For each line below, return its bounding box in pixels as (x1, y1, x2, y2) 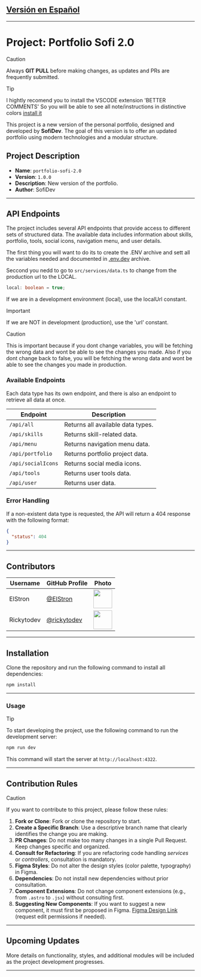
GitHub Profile (46, 579, 88, 588)
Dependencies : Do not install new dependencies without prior (14, 875, 169, 882)
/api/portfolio (9, 450, 53, 457)
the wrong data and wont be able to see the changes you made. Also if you (6, 348, 191, 355)
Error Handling (6, 497, 50, 505)
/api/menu (9, 440, 37, 448)
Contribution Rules (6, 778, 78, 789)
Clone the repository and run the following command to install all (6, 664, 166, 671)
